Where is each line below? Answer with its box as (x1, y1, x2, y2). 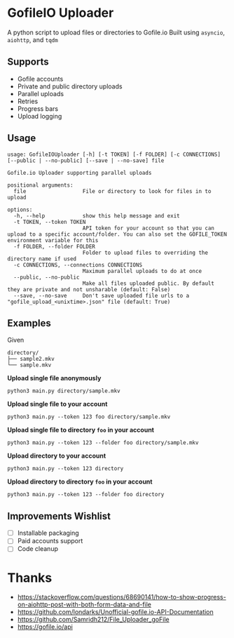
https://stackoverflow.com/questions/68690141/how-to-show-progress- (17, 593, 226, 602)
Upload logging (17, 112, 62, 120)
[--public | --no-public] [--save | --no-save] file (7, 157, 165, 164)
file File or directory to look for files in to (13, 187, 212, 194)
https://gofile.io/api (17, 623, 74, 631)
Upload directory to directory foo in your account (7, 477, 153, 486)
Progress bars (17, 104, 58, 113)
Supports (7, 56, 49, 68)
